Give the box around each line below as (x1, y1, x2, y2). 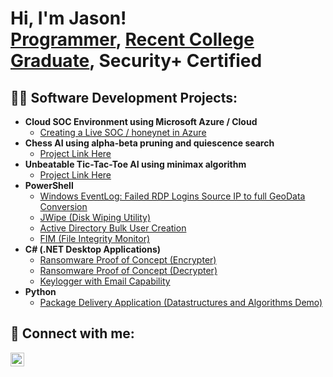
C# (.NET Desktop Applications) (24, 243, 162, 255)
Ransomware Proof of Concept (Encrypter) (39, 254, 217, 266)
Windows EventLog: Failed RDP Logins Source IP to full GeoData (39, 190, 306, 202)
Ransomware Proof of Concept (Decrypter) (39, 265, 218, 276)
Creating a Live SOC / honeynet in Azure (39, 127, 207, 138)
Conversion (39, 201, 88, 212)
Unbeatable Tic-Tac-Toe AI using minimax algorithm (24, 158, 247, 170)
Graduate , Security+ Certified (10, 50, 263, 72)
